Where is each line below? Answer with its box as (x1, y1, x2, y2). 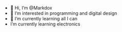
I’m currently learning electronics (10, 21, 81, 27)
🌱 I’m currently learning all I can (10, 16, 78, 21)
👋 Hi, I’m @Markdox (10, 5, 53, 11)
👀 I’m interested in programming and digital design (10, 10, 117, 16)
